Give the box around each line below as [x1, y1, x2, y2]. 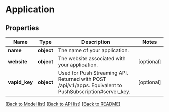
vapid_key [8, 79, 33, 86]
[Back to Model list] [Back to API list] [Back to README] [5, 101, 121, 107]
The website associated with [58, 55, 126, 62]
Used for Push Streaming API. [58, 69, 128, 76]
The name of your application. [58, 47, 129, 54]
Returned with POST [58, 76, 107, 82]
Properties [5, 24, 39, 32]
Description [81, 39, 111, 45]
